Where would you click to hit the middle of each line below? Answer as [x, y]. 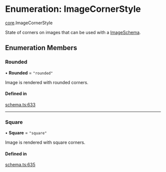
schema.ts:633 [20, 104]
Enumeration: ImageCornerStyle [73, 9]
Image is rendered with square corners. [45, 142]
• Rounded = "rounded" [29, 73]
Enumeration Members [41, 48]
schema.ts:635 [20, 165]
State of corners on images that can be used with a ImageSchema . [73, 32]
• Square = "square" [26, 133]
